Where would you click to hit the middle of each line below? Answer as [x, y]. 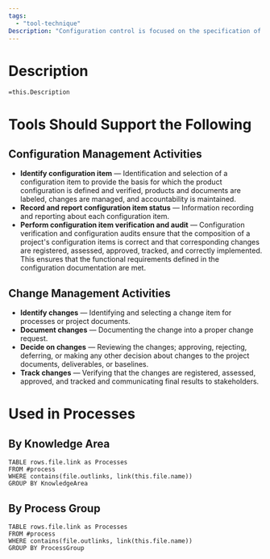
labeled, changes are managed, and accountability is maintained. [128, 200]
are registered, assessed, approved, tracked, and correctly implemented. [141, 250]
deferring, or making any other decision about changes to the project [135, 355]
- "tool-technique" [48, 23]
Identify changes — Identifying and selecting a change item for [126, 313]
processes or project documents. [75, 322]
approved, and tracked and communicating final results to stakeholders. [139, 381]
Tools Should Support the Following [130, 124]
